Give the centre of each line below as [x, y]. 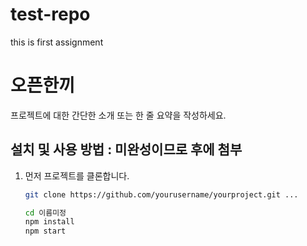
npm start [45, 231]
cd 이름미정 [45, 213]
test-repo [50, 14]
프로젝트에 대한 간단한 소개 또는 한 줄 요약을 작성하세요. [118, 115]
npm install [49, 222]
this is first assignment [57, 42]
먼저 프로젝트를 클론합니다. [77, 175]
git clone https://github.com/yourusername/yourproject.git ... [161, 194]
